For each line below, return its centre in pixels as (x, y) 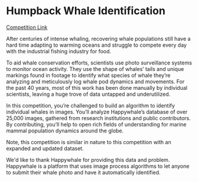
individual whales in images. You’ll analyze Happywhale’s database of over (97, 112)
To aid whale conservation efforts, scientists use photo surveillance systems (99, 63)
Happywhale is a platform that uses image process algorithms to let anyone (98, 166)
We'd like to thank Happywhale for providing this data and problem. (88, 160)
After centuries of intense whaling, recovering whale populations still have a (98, 38)
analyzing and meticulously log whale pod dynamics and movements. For (95, 82)
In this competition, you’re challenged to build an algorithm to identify (91, 105)
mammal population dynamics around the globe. (65, 131)
